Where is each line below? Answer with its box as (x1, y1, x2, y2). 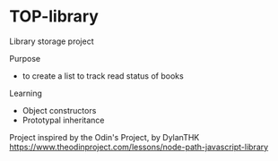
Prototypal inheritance (22, 114, 105, 125)
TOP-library (9, 6, 99, 27)
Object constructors (22, 105, 97, 115)
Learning (9, 88, 43, 98)
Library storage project (9, 36, 94, 47)
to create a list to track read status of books (22, 70, 184, 81)
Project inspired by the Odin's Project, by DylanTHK (9, 131, 200, 142)
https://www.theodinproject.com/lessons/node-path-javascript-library (9, 141, 269, 152)
